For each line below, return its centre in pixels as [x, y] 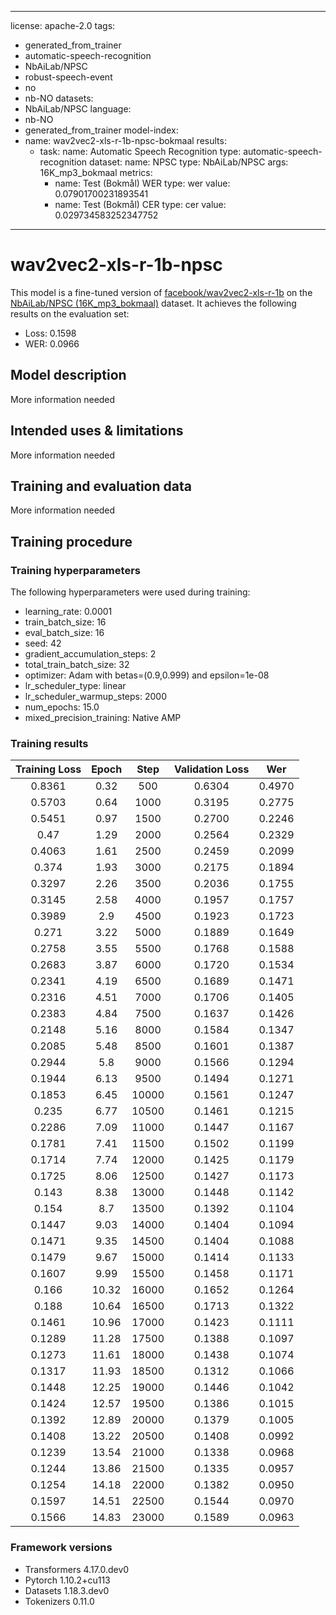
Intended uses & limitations [97, 431]
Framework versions [61, 1548]
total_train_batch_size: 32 [77, 665]
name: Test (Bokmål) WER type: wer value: [142, 183]
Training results [49, 743]
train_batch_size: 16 [65, 622]
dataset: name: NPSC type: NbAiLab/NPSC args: [189, 162]
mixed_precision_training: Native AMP [103, 718]
